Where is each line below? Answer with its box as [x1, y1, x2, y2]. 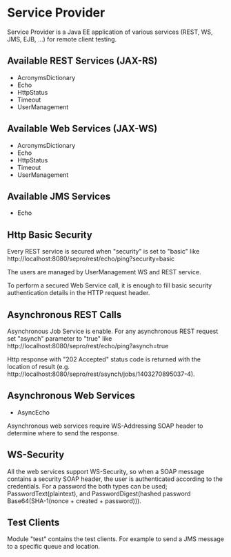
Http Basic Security [7, 229, 93, 240]
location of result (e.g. [7, 363, 70, 370]
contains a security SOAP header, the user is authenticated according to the [7, 475, 223, 483]
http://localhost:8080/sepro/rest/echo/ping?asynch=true [7, 342, 169, 350]
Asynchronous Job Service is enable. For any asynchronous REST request [7, 327, 219, 335]
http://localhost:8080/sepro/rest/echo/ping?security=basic [7, 254, 175, 263]
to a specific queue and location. [7, 542, 101, 551]
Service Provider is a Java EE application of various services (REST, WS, [7, 28, 213, 36]
